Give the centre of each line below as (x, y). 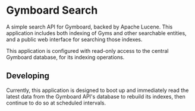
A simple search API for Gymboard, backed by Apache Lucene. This (89, 27)
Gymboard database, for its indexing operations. (65, 57)
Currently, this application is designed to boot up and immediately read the (97, 90)
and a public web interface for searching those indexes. (74, 39)
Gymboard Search (52, 10)
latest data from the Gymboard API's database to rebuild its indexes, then (96, 96)
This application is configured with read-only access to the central (87, 50)
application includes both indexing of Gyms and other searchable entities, (96, 33)
